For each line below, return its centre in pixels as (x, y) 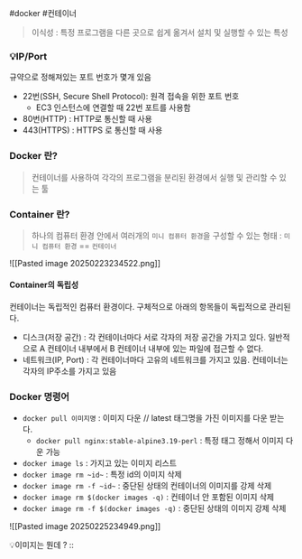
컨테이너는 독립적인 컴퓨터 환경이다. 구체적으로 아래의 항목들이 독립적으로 (138, 307)
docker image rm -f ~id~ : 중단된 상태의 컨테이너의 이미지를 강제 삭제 (147, 486)
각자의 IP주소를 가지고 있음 (69, 371)
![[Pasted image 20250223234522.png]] (85, 263)
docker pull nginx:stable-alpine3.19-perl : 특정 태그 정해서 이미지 (160, 441)
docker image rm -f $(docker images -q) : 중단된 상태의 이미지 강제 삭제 (154, 508)
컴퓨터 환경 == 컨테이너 (79, 246)
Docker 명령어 (40, 397)
